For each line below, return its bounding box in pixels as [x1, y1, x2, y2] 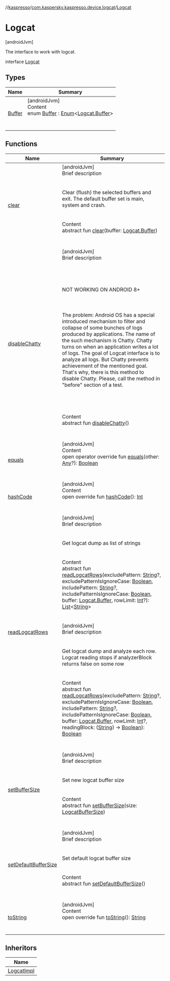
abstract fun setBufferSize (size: [62, 802, 138, 809]
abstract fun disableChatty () [62, 419, 130, 426]
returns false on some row [62, 660, 124, 667]
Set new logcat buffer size [62, 776, 124, 783]
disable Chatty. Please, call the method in [62, 375, 160, 382]
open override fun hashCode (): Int [62, 493, 143, 500]
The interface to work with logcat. [5, 48, 76, 55]
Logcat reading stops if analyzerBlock [62, 654, 152, 661]
